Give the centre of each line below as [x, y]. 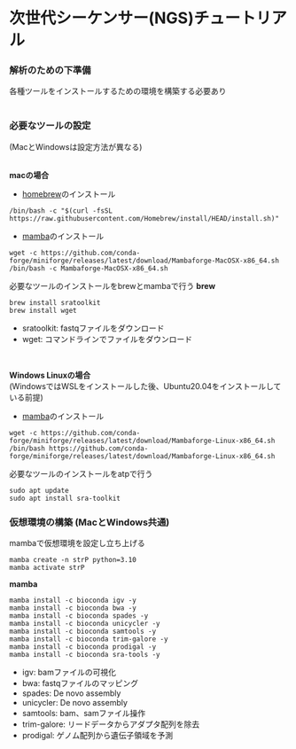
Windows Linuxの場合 [50, 375]
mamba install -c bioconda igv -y [73, 601]
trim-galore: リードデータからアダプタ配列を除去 [111, 724]
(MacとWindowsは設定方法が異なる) [76, 146]
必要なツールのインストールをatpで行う [81, 473]
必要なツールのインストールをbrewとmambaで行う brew [112, 285]
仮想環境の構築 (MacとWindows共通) [90, 522]
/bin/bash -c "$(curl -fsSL [61, 211]
